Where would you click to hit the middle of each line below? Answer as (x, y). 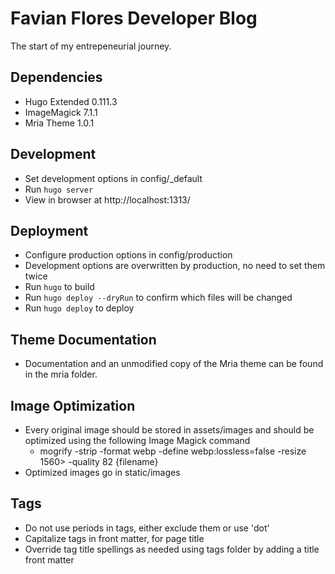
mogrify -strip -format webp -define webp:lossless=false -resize (173, 451)
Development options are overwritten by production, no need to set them (175, 266)
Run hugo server (59, 189)
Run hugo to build (59, 287)
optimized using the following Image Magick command (137, 440)
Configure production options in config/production (128, 255)
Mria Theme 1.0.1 (59, 123)
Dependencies (56, 77)
